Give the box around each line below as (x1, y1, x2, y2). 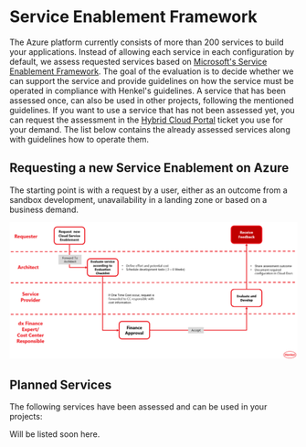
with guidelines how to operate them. (9, 133, 149, 144)
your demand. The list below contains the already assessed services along (9, 123, 290, 134)
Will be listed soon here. (9, 429, 100, 440)
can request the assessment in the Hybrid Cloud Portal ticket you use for (9, 114, 283, 125)
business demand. (9, 204, 79, 215)
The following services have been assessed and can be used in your (9, 401, 268, 412)
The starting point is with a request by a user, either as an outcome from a (9, 185, 288, 196)
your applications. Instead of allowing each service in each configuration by (9, 46, 295, 57)
